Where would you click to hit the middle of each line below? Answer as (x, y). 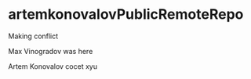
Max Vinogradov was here (51, 51)
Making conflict (33, 36)
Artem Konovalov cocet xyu (53, 66)
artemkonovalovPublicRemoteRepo (126, 14)
